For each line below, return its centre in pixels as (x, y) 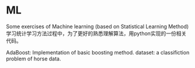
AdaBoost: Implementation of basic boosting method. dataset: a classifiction (98, 52)
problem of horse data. (34, 59)
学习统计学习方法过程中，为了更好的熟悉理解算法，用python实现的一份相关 (96, 33)
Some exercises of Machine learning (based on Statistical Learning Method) (97, 26)
